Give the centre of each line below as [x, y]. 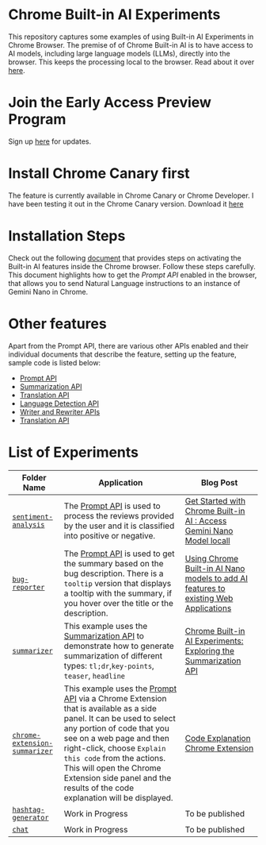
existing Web [209, 598]
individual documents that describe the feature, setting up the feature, [123, 354]
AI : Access [206, 520]
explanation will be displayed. [118, 797]
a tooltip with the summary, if [118, 593]
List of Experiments [74, 452]
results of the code [99, 788]
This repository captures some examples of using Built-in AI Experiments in [131, 37]
